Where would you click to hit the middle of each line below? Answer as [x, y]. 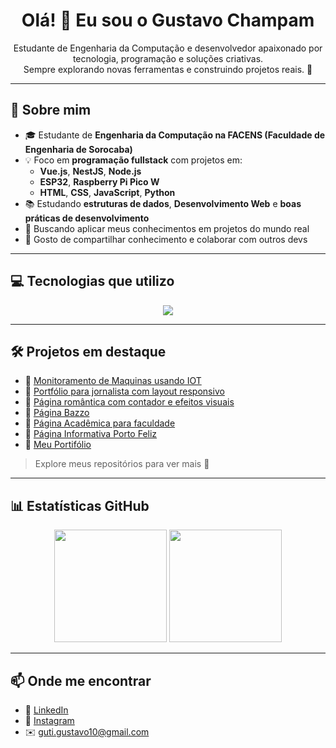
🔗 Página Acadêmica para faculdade [100, 423]
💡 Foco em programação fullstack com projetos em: [133, 160]
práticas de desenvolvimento [87, 218]
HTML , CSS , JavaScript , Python [107, 192]
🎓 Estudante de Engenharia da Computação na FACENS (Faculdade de [175, 135]
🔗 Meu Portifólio [58, 445]
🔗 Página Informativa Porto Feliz [91, 434]
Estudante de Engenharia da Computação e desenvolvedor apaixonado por [168, 48]
